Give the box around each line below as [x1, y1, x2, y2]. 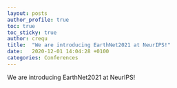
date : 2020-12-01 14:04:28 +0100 [7, 48, 110, 55]
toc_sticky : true [7, 29, 57, 36]
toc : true [7, 23, 36, 29]
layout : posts [7, 10, 48, 17]
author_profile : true [7, 16, 70, 23]
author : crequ [7, 35, 48, 42]
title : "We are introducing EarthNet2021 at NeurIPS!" [7, 42, 171, 48]
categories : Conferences [7, 55, 79, 61]
